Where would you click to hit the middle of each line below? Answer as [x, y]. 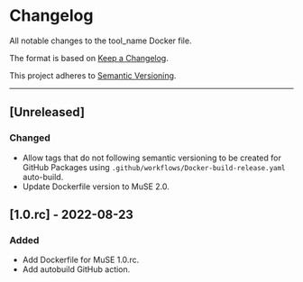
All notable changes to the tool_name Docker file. [101, 41]
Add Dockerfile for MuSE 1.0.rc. [81, 260]
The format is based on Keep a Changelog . [89, 58]
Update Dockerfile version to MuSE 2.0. [96, 186]
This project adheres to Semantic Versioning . [93, 75]
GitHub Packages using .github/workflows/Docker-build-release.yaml [154, 167]
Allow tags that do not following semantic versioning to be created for [151, 158]
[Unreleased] [47, 112]
